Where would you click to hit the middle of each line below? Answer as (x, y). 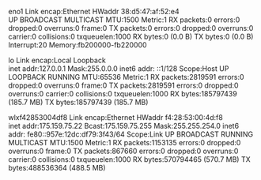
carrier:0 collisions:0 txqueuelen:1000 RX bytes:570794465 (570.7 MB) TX (129, 159)
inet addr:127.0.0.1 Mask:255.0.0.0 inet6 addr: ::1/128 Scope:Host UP (119, 69)
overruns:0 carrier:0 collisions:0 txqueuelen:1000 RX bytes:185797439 (123, 94)
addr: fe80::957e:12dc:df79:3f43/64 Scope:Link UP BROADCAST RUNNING (131, 134)
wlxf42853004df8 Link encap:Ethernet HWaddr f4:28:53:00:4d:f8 (115, 117)
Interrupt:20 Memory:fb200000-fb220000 (78, 45)
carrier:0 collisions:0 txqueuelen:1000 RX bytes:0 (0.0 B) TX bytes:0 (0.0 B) (131, 36)
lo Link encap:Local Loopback (57, 60)
